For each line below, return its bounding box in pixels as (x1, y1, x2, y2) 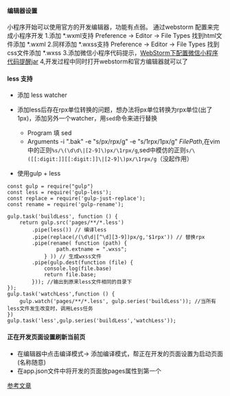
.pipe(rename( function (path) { (32, 240, 128, 247)
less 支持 (7, 74, 33, 83)
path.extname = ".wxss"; (56, 246, 128, 253)
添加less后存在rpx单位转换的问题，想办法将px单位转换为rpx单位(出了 (16, 105, 213, 114)
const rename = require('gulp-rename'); (7, 201, 125, 208)
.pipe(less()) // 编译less (32, 227, 107, 233)
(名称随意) (16, 358, 47, 366)
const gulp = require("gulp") (7, 183, 94, 190)
